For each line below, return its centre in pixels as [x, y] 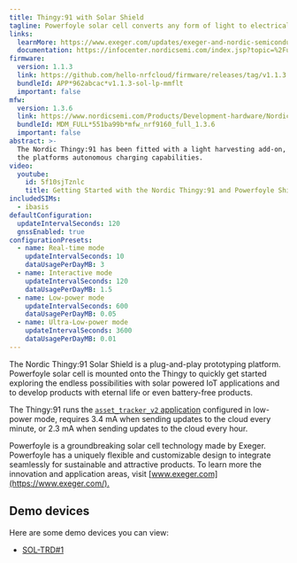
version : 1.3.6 [45, 108]
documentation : [45, 51]
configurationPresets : [51, 240]
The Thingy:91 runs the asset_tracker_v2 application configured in [130, 410]
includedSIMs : [35, 199]
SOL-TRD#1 [43, 550]
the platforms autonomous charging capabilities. [110, 157]
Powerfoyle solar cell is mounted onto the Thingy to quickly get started [138, 373]
